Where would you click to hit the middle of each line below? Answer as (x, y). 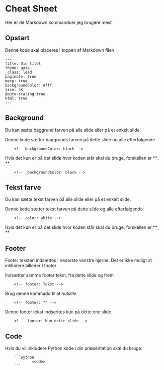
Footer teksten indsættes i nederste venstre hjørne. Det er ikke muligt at (79, 260)
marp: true (16, 81)
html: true (16, 98)
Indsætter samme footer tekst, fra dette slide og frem (60, 275)
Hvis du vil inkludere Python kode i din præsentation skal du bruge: (74, 348)
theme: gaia (17, 68)
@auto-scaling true (25, 94)
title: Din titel (23, 63)
